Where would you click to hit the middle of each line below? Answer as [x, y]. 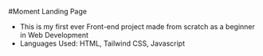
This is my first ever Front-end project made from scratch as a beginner [137, 26]
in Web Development [54, 35]
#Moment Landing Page [48, 11]
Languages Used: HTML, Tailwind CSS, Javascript [102, 43]
